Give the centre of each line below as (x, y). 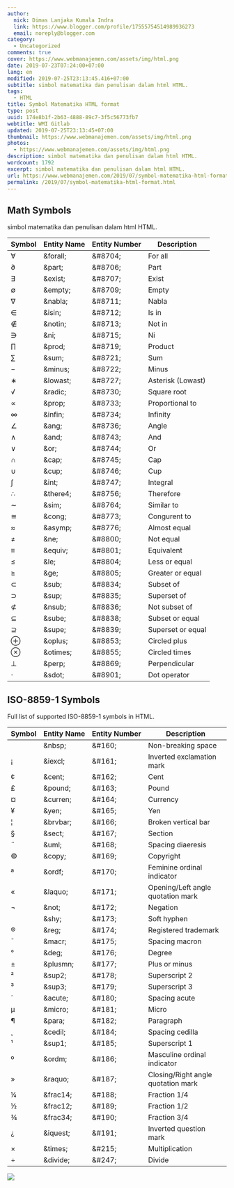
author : (18, 14)
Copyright (164, 856)
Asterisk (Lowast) (177, 380)
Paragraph (165, 1020)
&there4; (57, 494)
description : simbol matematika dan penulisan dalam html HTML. (102, 156)
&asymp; (57, 528)
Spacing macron (175, 941)
